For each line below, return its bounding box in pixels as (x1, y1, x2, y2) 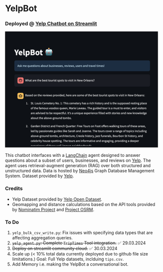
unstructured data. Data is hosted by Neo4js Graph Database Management (5, 168, 155, 174)
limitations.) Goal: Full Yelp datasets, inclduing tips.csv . (12, 256, 124, 262)
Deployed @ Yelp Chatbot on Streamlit (5, 20, 97, 27)
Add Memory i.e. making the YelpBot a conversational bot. (12, 261, 129, 267)
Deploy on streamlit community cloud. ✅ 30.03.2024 (12, 246, 117, 252)
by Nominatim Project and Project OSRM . (12, 206, 95, 212)
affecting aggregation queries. (12, 235, 73, 241)
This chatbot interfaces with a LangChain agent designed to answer (5, 153, 141, 158)
